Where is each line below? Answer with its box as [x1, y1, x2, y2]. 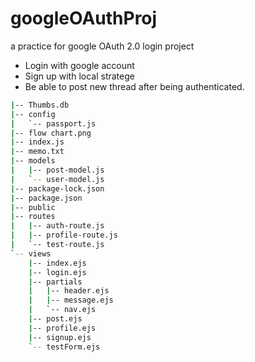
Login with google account [24, 59, 135, 71]
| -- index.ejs [28, 258, 87, 268]
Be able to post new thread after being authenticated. [24, 80, 245, 92]
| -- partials [28, 277, 83, 287]
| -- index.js [10, 137, 65, 147]
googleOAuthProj [10, 7, 158, 30]
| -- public [10, 202, 56, 212]
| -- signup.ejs [28, 332, 92, 342]
